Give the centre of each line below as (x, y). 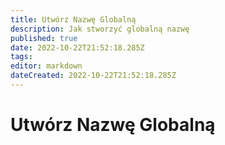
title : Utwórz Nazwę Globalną (73, 19)
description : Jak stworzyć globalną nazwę (100, 29)
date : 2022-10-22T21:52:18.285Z (77, 47)
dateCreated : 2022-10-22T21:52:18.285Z (93, 76)
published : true (44, 38)
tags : (21, 57)
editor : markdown (46, 66)
